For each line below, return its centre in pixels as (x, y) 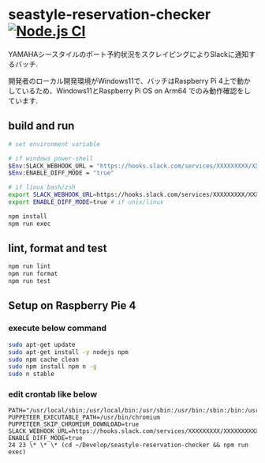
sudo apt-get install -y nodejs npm (68, 352)
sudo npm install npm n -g (52, 367)
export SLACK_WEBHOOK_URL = (52, 195)
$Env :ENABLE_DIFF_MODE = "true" (61, 173)
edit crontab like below (53, 394)
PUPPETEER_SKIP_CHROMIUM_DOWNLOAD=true (74, 424)
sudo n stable (32, 374)
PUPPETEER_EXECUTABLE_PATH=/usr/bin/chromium (84, 418)
